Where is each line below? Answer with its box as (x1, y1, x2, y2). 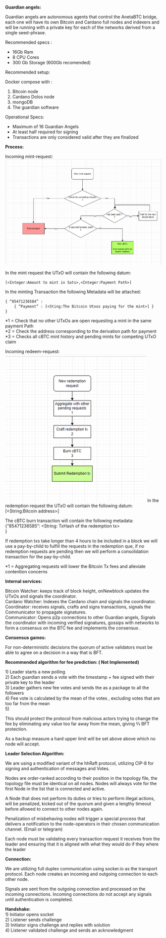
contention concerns (5, 569, 48, 575)
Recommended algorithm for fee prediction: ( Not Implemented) (5, 659, 140, 665)
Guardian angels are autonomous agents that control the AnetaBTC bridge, (5, 14, 158, 19)
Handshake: (5, 906, 31, 912)
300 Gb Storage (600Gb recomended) (12, 60, 91, 65)
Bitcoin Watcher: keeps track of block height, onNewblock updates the (5, 588, 150, 594)
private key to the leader (5, 679, 55, 686)
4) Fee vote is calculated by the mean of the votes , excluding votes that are (5, 695, 160, 701)
